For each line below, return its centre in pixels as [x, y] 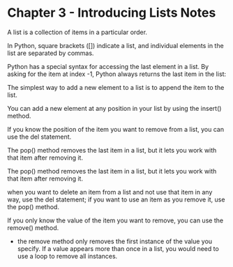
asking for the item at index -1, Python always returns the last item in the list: [117, 74]
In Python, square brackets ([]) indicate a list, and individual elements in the [116, 45]
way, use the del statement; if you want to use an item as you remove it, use [116, 199]
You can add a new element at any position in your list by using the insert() [114, 108]
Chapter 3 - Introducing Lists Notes [112, 13]
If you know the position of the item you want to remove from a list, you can [116, 129]
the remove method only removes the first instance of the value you [115, 241]
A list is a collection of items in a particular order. [77, 32]
